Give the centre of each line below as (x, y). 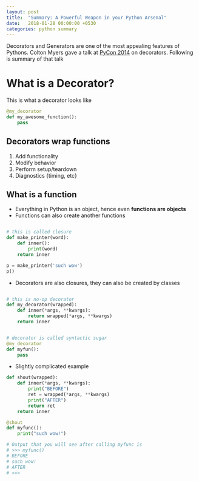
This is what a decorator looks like (49, 100)
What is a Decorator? (60, 83)
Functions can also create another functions (70, 215)
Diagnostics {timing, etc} (46, 175)
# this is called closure (39, 232)
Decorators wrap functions (58, 142)
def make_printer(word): (38, 238)
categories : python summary (42, 29)
